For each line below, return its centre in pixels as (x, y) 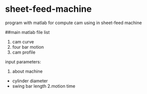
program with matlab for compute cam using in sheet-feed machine (73, 23)
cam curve (23, 42)
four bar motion (28, 47)
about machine (27, 71)
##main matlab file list (28, 32)
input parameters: (23, 62)
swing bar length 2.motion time (44, 86)
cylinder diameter (30, 81)
